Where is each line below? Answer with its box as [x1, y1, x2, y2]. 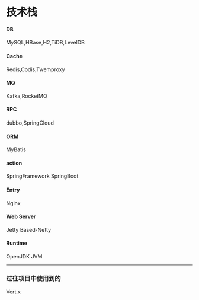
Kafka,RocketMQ [6, 92, 47, 100]
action [6, 159, 23, 167]
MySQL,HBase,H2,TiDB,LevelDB [6, 39, 85, 46]
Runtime [6, 240, 28, 247]
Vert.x [6, 288, 21, 295]
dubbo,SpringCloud [6, 119, 54, 126]
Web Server [6, 213, 36, 220]
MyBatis [6, 146, 27, 153]
